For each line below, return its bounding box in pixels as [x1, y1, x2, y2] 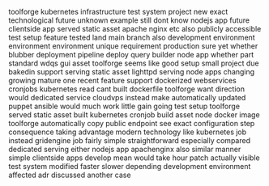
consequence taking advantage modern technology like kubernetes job [8, 127, 247, 137]
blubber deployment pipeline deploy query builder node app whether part [8, 50, 254, 59]
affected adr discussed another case [8, 170, 131, 180]
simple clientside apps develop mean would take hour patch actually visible [8, 153, 261, 163]
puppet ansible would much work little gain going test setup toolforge [8, 101, 241, 111]
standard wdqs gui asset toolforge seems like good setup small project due [8, 58, 259, 68]
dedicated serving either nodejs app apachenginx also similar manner [8, 145, 241, 154]
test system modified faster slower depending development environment [8, 162, 251, 171]
